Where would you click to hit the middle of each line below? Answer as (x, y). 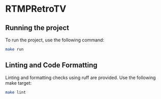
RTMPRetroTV (36, 9)
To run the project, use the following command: (55, 40)
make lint (16, 92)
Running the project (37, 28)
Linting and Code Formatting (51, 65)
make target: (19, 83)
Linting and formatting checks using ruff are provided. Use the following (80, 78)
